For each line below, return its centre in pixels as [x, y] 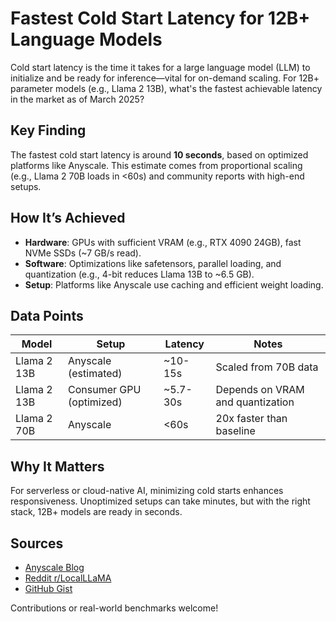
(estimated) [95, 374]
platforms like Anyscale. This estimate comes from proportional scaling [156, 165]
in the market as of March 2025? [77, 99]
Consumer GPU [105, 390]
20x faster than [251, 419]
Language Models [86, 39]
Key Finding [48, 130]
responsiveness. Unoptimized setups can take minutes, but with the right [160, 501]
